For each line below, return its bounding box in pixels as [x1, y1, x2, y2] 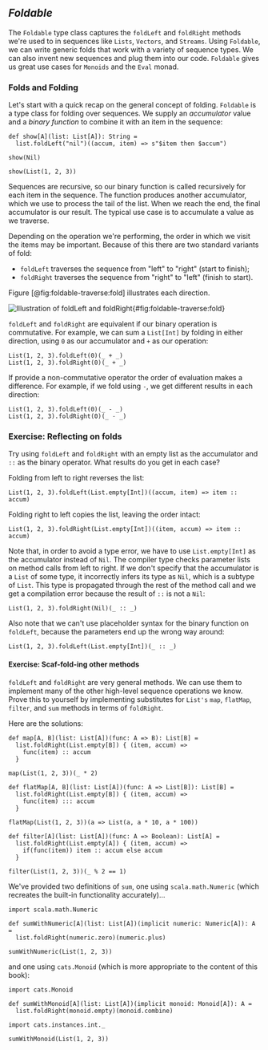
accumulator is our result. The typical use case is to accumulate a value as [8, 208, 254, 217]
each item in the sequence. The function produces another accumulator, [8, 190, 247, 200]
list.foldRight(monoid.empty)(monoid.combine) [15, 1007, 174, 1015]
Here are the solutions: [8, 718, 84, 728]
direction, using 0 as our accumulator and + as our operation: [8, 336, 209, 346]
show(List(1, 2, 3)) [8, 168, 78, 176]
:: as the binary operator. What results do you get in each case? [8, 457, 221, 468]
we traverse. [8, 216, 50, 225]
